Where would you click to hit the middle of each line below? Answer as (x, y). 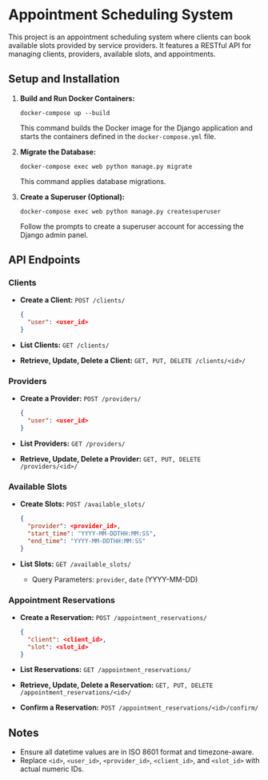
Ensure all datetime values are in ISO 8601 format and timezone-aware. (137, 752)
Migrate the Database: (58, 152)
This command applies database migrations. (93, 181)
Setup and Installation (64, 79)
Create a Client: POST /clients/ (72, 300)
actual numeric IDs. (52, 769)
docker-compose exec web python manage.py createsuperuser (120, 211)
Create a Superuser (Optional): (72, 197)
